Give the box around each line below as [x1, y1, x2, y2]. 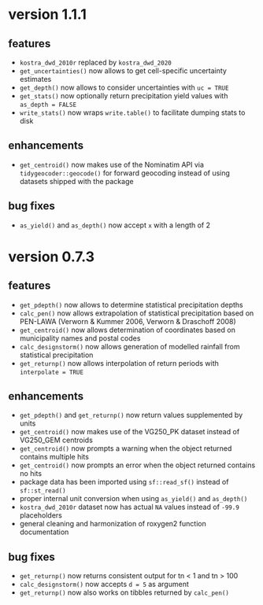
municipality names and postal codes [19, 333, 141, 343]
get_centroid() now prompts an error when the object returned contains [19, 460, 256, 470]
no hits [19, 469, 42, 478]
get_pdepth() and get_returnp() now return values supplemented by [19, 411, 243, 420]
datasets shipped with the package [19, 176, 134, 186]
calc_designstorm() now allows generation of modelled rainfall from [19, 341, 240, 351]
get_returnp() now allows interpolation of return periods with [19, 358, 219, 367]
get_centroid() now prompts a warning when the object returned [19, 444, 232, 453]
